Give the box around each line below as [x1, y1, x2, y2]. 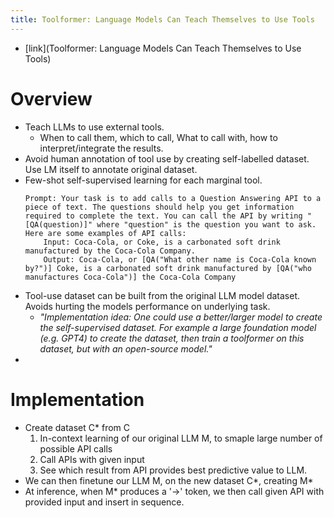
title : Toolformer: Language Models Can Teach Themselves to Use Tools [10, 14, 315, 25]
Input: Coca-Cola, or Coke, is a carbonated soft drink [43, 237, 281, 247]
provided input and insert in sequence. [24, 496, 185, 508]
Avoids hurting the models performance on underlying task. [24, 300, 271, 312]
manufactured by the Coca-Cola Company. [24, 246, 196, 256]
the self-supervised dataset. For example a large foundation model [39, 321, 317, 333]
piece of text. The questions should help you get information [24, 202, 295, 212]
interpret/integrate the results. [39, 142, 164, 154]
